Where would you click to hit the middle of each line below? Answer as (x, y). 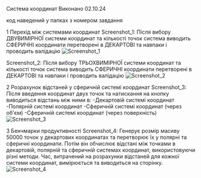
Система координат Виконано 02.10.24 (56, 9)
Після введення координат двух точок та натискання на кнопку (88, 94)
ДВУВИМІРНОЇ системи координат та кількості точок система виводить (98, 38)
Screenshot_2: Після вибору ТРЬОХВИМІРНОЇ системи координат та (94, 63)
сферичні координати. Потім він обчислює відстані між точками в (91, 143)
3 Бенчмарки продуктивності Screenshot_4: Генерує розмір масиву (93, 131)
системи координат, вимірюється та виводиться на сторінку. (85, 163)
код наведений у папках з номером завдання (64, 20)
